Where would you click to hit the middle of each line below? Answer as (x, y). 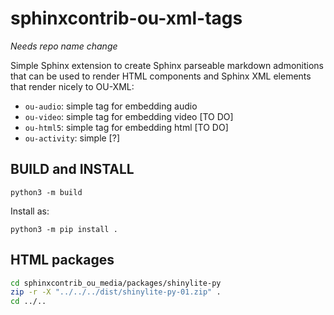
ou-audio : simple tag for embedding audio (111, 106)
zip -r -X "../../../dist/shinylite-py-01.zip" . (116, 292)
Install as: (30, 211)
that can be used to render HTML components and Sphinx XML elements (161, 76)
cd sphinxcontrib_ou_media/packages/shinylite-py (116, 283)
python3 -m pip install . (64, 229)
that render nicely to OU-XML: (72, 86)
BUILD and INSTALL (72, 169)
